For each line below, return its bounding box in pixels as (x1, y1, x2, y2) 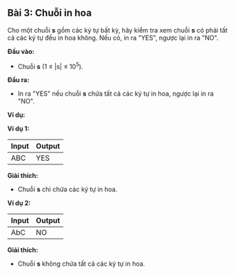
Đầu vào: (7, 47, 35, 55)
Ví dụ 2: (7, 199, 31, 208)
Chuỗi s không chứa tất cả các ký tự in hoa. (17, 259, 146, 268)
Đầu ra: (7, 76, 30, 84)
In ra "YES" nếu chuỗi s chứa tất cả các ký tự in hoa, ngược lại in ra (17, 89, 214, 98)
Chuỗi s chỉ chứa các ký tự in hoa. (17, 185, 118, 193)
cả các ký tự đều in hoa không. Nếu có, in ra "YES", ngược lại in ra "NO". (7, 33, 219, 42)
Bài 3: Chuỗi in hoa (7, 7, 92, 19)
